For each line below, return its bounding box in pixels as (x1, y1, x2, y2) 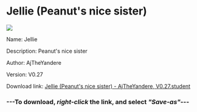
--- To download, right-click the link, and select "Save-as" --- (6, 97, 190, 106)
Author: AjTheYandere (6, 59, 62, 66)
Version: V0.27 (6, 71, 44, 78)
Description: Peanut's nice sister (6, 47, 88, 54)
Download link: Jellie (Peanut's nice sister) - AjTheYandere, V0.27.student (6, 82, 190, 90)
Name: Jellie (6, 35, 38, 43)
